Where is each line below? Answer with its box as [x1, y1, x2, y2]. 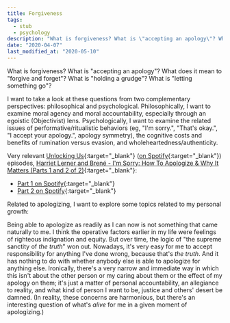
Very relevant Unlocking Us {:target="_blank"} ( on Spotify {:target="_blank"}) [7, 151, 222, 159]
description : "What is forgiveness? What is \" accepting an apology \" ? [7, 36, 216, 42]
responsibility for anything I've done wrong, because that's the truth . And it [7, 249, 219, 257]
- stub [13, 23, 32, 29]
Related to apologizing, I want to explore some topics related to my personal [7, 200, 222, 208]
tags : [7, 16, 23, 23]
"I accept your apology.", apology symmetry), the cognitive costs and [7, 131, 202, 139]
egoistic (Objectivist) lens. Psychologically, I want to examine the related [7, 116, 212, 125]
